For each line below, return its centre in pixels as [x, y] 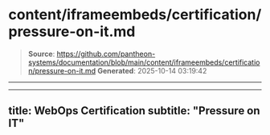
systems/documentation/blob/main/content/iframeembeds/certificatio [144, 62]
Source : [41, 54]
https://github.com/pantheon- [106, 54]
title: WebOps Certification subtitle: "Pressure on [134, 111]
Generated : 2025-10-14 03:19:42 [152, 70]
